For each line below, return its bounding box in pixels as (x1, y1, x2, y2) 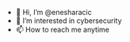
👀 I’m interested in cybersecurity (15, 16, 122, 25)
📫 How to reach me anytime (15, 25, 109, 34)
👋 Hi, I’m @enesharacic (15, 8, 93, 17)
